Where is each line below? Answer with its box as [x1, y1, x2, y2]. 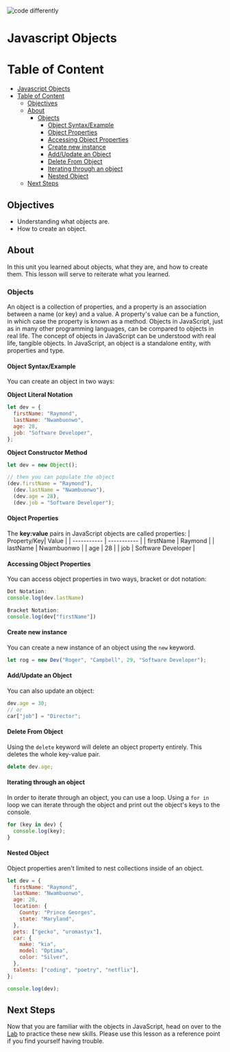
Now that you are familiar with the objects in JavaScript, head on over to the [7, 1023, 221, 1031]
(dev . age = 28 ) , [13, 493, 60, 500]
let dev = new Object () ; [7, 462, 78, 468]
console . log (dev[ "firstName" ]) [7, 613, 97, 620]
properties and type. [7, 346, 65, 355]
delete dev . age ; [7, 763, 53, 770]
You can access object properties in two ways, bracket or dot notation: [7, 575, 207, 583]
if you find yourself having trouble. [7, 1037, 105, 1045]
